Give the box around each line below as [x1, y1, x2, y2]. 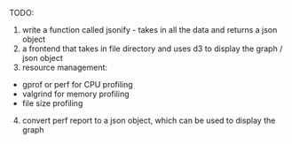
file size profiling [21, 98, 83, 109]
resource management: [21, 62, 108, 72]
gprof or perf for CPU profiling [21, 80, 133, 89]
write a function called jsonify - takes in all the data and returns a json [21, 25, 278, 34]
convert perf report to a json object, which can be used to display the [21, 115, 276, 125]
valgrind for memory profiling [21, 88, 130, 99]
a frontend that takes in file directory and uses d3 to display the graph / [21, 43, 283, 54]
